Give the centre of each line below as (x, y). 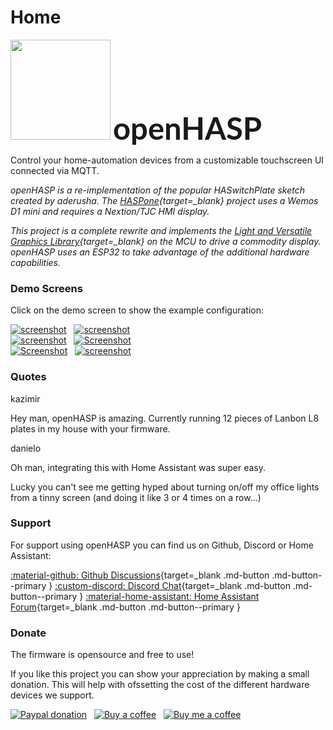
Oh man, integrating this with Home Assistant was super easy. (138, 467)
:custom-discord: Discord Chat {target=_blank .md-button (173, 585)
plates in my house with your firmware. (90, 428)
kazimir (25, 398)
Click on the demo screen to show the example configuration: (137, 310)
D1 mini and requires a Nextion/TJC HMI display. (110, 211)
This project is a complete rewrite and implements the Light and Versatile (161, 230)
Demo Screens (46, 288)
